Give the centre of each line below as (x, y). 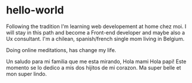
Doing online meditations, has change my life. (61, 50)
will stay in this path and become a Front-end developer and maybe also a (95, 32)
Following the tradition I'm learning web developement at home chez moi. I (96, 26)
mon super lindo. (26, 74)
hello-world (35, 10)
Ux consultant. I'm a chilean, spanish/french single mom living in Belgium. (95, 39)
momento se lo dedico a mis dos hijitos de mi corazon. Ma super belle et (94, 67)
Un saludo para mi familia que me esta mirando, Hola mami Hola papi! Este (96, 61)
